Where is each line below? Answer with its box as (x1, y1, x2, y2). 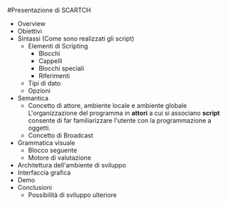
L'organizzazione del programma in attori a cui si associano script (27, 109, 220, 117)
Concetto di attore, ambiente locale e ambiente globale (27, 102, 188, 109)
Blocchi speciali (38, 64, 84, 72)
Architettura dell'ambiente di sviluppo (17, 161, 127, 169)
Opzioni (27, 87, 51, 95)
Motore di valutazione (27, 153, 91, 162)
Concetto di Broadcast (27, 131, 93, 139)
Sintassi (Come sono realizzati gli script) (17, 34, 135, 43)
